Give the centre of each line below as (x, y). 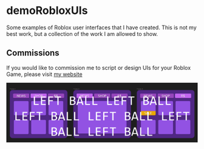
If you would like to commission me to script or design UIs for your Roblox (99, 68)
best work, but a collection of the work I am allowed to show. (82, 33)
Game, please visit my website (45, 74)
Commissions (33, 53)
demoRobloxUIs (47, 11)
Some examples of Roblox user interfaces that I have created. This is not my (102, 27)
